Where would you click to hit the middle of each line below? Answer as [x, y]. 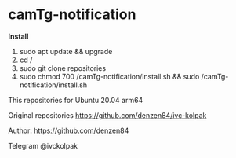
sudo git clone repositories [63, 68]
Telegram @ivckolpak [43, 145]
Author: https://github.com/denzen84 [69, 130]
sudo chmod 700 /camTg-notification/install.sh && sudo [109, 76]
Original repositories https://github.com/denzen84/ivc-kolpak [107, 115]
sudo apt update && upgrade [66, 51]
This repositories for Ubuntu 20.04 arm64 [76, 100]
